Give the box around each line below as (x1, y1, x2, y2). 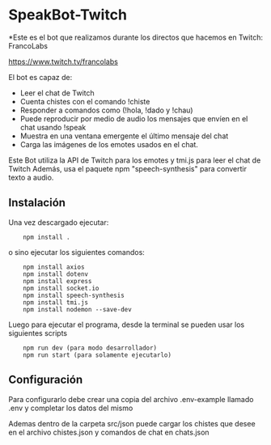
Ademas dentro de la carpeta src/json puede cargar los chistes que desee (8, 418, 256, 428)
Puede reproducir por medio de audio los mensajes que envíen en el (19, 113, 248, 123)
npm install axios (23, 263, 85, 271)
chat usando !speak (19, 122, 87, 132)
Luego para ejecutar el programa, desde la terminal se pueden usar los (8, 320, 245, 329)
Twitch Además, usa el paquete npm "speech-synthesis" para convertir (8, 163, 247, 173)
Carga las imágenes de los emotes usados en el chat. (19, 139, 198, 149)
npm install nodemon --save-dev (23, 305, 132, 313)
